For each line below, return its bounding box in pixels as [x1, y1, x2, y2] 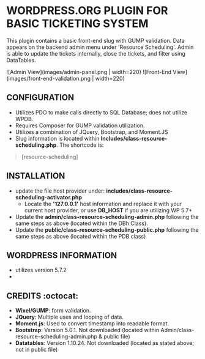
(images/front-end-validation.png [6, 75, 91, 82]
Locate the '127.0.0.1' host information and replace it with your [24, 200, 182, 207]
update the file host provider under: [15, 187, 105, 194]
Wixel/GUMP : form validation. [15, 307, 91, 314]
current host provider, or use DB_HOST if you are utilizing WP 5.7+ [24, 206, 193, 214]
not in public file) [15, 346, 58, 353]
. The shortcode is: [56, 141, 104, 149]
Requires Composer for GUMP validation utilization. [15, 122, 145, 129]
